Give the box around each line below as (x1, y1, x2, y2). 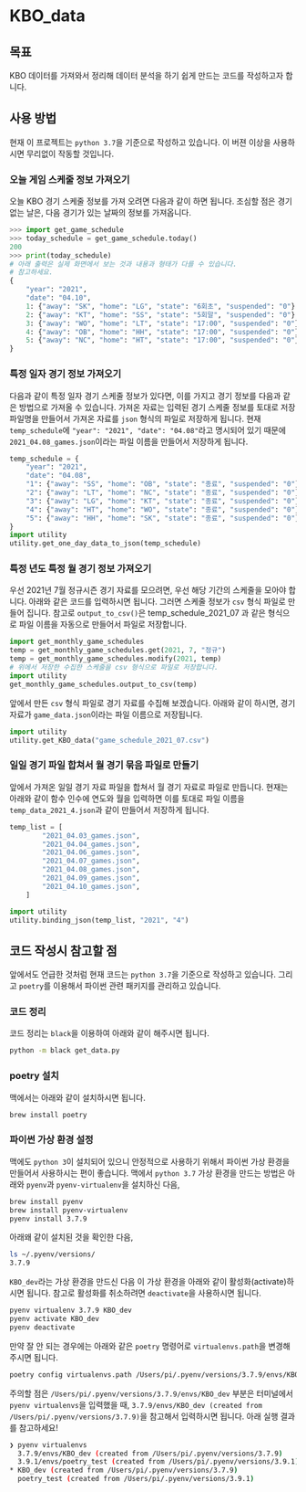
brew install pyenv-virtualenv (9, 1205, 128, 1215)
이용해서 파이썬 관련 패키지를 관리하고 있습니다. (53, 980, 221, 991)
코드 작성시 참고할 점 (9, 943, 117, 958)
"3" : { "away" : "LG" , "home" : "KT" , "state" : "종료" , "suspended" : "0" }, (25, 496, 303, 505)
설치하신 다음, (130, 1179, 180, 1190)
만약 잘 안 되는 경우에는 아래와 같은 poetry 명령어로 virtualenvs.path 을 (9, 1340, 267, 1351)
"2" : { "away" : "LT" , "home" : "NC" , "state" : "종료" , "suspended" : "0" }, (25, 488, 303, 498)
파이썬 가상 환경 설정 (9, 1134, 94, 1147)
